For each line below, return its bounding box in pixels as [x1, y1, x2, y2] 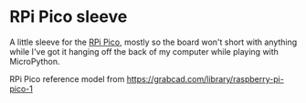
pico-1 [9, 83, 34, 94]
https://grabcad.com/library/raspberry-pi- [126, 73, 285, 84]
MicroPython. [9, 56, 61, 67]
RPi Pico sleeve [9, 6, 128, 27]
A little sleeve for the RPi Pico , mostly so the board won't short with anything [9, 36, 298, 47]
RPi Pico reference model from [9, 73, 125, 84]
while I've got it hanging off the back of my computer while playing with [9, 46, 279, 57]
